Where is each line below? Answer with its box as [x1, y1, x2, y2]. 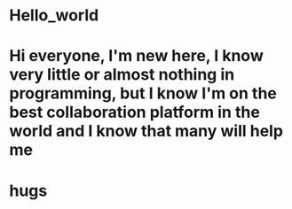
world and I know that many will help [9, 121, 284, 142]
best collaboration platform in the [9, 103, 260, 122]
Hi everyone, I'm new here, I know [9, 46, 264, 66]
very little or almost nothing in [9, 65, 235, 85]
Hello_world [9, 5, 99, 26]
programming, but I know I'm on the [9, 83, 278, 104]
